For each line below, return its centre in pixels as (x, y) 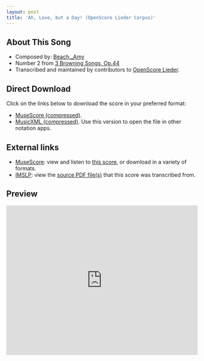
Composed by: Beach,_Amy (50, 57)
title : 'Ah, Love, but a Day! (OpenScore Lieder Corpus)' (81, 18)
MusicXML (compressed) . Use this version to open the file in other (98, 122)
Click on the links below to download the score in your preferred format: (96, 103)
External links (33, 147)
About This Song (39, 42)
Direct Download (39, 89)
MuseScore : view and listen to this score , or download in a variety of (101, 162)
